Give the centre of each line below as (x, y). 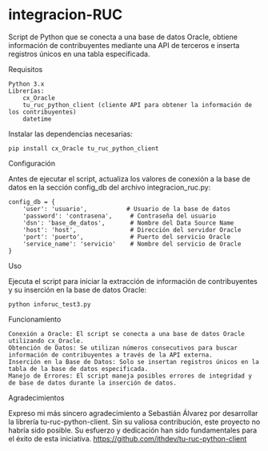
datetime (37, 119)
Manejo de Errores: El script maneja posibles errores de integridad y (130, 376)
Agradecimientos (36, 397)
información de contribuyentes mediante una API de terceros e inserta (124, 45)
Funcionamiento (35, 319)
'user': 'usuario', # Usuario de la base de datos (126, 209)
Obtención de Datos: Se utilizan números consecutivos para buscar (123, 348)
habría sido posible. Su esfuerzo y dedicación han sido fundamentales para (133, 430)
